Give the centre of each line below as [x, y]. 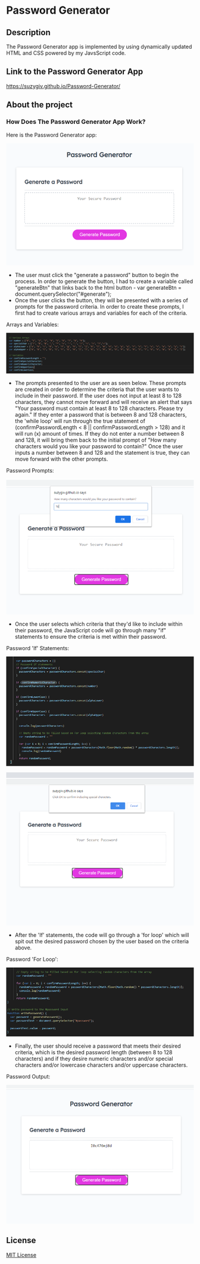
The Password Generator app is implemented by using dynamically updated [99, 46]
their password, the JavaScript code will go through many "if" [90, 631]
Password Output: [28, 1076]
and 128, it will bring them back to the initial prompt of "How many [96, 440]
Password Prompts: [30, 470]
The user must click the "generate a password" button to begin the [97, 275]
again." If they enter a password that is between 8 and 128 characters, [101, 414]
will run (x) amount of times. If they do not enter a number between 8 [99, 433]
